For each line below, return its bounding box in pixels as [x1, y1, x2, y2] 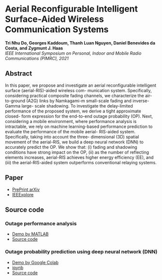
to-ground [5, 98, 26, 104]
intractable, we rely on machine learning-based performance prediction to [5, 124, 153, 129]
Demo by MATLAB [12, 231, 49, 237]
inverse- [133, 98, 149, 104]
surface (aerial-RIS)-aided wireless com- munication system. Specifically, [5, 87, 152, 93]
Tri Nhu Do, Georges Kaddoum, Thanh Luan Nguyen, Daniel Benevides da [5, 40, 156, 46]
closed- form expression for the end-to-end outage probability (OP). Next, [5, 113, 153, 119]
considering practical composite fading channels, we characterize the [5, 93, 144, 98]
